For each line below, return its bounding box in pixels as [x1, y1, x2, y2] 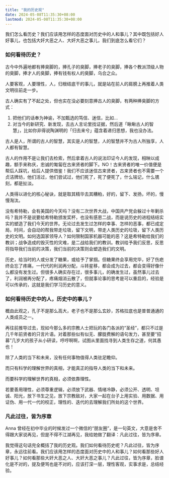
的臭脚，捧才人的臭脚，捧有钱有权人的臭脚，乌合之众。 [5, 70, 120, 76]
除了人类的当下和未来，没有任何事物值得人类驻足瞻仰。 [5, 354, 120, 360]
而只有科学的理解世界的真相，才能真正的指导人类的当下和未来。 [5, 365, 137, 371]
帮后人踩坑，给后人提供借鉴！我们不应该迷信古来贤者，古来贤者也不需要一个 [5, 167, 164, 174]
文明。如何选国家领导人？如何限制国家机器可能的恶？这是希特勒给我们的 [14, 233, 164, 239]
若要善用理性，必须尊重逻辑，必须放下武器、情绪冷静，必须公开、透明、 [5, 386, 155, 392]
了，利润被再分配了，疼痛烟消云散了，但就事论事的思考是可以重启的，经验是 [5, 275, 164, 281]
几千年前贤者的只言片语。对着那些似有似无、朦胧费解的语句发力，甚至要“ [5, 331, 157, 337]
